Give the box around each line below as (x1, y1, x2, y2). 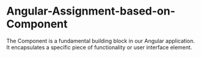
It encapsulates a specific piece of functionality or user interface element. (6, 44, 192, 51)
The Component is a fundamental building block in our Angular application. (6, 37, 196, 44)
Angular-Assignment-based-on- (6, 4, 176, 18)
